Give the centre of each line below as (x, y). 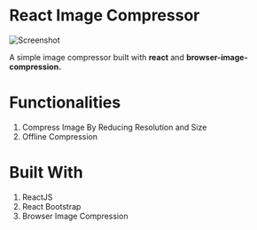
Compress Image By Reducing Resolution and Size (114, 127)
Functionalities (65, 103)
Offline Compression (59, 136)
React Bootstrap (51, 206)
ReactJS (37, 197)
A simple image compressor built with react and (97, 57)
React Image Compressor (105, 16)
